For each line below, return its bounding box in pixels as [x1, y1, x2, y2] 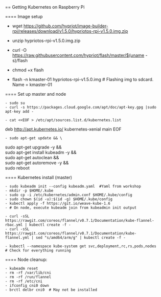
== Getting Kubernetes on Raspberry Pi [5, 4, 85, 10]
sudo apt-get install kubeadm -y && [5, 149, 77, 155]
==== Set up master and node [5, 91, 66, 97]
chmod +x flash [12, 67, 44, 73]
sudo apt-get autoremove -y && [5, 160, 69, 166]
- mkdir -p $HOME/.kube [5, 188, 54, 193]
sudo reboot [5, 165, 30, 170]
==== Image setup [5, 14, 43, 19]
